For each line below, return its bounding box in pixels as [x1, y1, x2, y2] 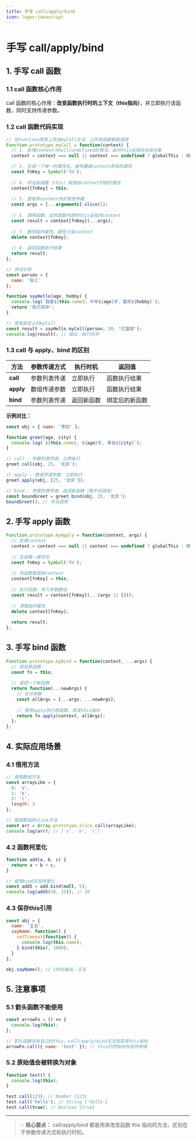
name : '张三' [11, 277, 41, 283]
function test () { [6, 1072, 51, 1078]
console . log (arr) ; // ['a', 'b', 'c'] [6, 828, 100, 834]
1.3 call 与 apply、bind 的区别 [6, 346, 89, 354]
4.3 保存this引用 [6, 904, 52, 912]
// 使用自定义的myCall [6, 320, 56, 326]
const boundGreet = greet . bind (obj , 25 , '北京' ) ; [6, 493, 127, 499]
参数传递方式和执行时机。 [25, 1128, 87, 1136]
